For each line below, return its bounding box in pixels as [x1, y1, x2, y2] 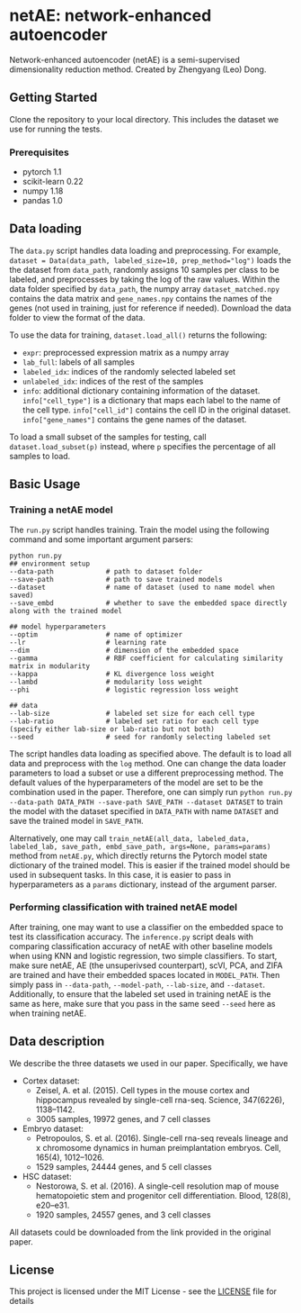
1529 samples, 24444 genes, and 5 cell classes [35, 1161, 213, 1172]
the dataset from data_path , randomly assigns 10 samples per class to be [9, 264, 280, 275]
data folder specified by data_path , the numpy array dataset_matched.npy [9, 283, 280, 294]
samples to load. [9, 450, 71, 461]
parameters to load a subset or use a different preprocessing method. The [9, 767, 284, 778]
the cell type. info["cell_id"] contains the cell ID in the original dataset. [22, 404, 291, 415]
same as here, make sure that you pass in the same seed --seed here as [9, 998, 276, 1009]
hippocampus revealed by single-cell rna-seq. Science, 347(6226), [35, 1094, 285, 1105]
